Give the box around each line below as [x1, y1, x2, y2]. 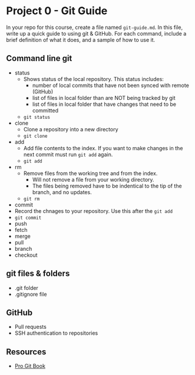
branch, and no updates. [32, 188, 92, 196]
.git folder [14, 284, 38, 291]
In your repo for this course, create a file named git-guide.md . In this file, [6, 24, 183, 31]
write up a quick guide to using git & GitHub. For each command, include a [6, 30, 187, 37]
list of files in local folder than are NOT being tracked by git [32, 94, 176, 101]
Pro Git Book [14, 363, 46, 370]
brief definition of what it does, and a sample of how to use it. [6, 36, 156, 43]
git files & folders [6, 269, 70, 279]
